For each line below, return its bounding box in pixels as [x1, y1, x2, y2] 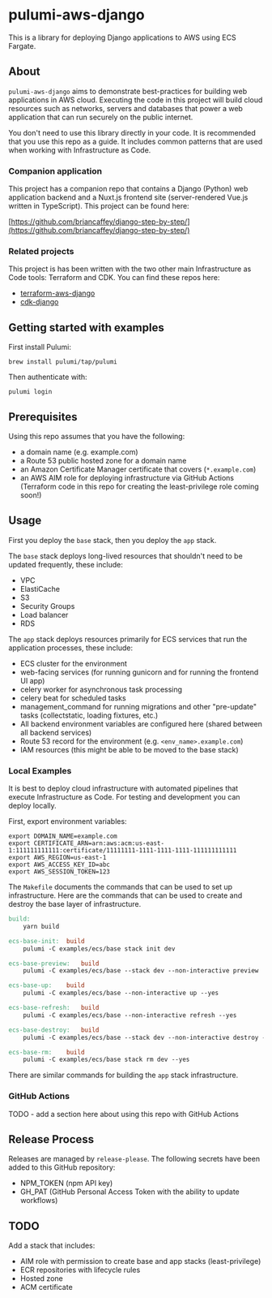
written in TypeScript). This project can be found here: [8, 201, 189, 211]
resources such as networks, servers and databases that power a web [8, 103, 243, 113]
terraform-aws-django [19, 288, 96, 298]
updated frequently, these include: [8, 559, 123, 569]
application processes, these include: [8, 643, 134, 653]
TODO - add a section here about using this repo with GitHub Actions [8, 1109, 239, 1119]
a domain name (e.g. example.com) [19, 446, 139, 456]
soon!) [19, 489, 42, 500]
